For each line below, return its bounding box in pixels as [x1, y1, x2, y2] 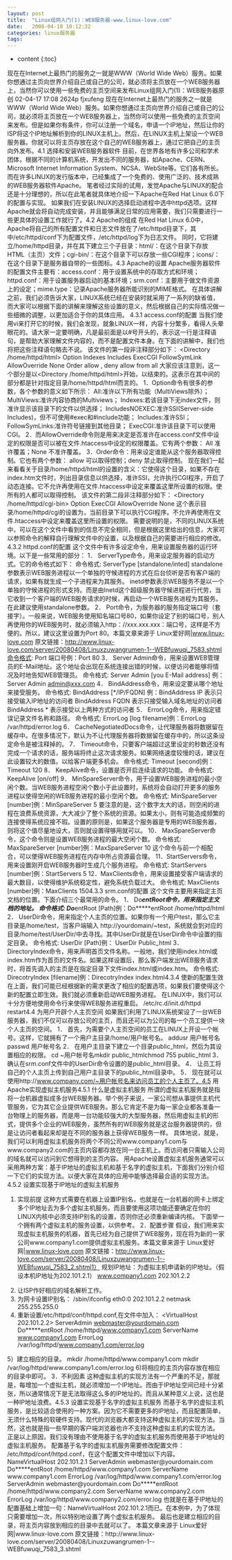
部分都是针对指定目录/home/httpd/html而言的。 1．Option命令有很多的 [7, 379, 207, 387]
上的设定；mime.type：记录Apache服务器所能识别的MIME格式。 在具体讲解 [7, 285, 222, 294]
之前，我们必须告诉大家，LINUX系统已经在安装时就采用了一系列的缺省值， [7, 294, 220, 302]
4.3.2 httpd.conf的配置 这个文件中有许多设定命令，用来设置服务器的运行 [7, 543, 212, 551]
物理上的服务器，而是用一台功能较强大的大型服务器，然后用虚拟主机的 [12, 1112, 213, 1120]
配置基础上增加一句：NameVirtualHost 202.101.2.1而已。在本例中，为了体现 [7, 1504, 221, 1512]
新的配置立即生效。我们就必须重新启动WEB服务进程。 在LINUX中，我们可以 [7, 991, 222, 999]
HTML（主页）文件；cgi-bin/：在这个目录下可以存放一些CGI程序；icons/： [7, 250, 220, 259]
